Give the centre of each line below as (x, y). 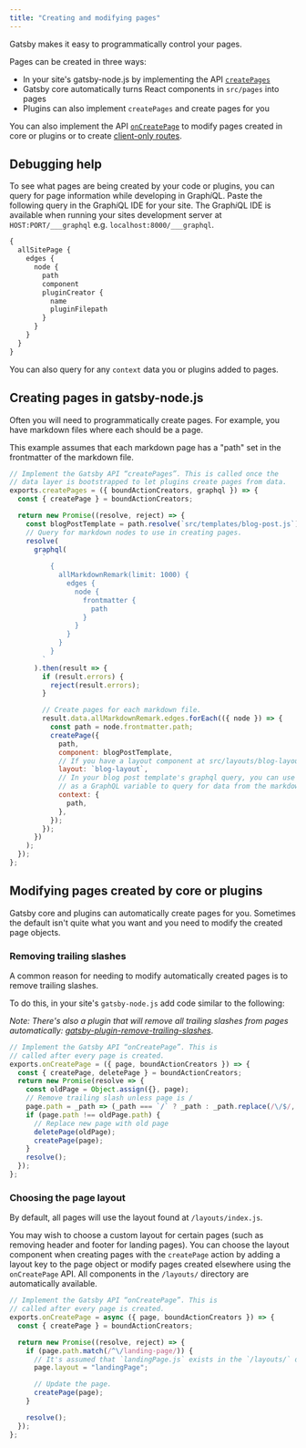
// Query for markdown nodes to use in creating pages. (134, 533)
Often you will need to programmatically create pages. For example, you (145, 419)
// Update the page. (72, 1384)
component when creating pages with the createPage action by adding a (145, 1255)
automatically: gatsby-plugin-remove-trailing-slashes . (112, 1030)
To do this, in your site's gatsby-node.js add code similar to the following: (147, 1003)
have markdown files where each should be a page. (106, 429)
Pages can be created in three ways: (78, 61)
